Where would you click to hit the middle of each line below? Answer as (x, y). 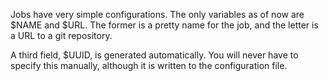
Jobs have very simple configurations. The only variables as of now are (157, 14)
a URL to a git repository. (61, 35)
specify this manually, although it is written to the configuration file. (149, 65)
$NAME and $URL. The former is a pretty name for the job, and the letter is (164, 25)
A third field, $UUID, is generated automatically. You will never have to (154, 55)
